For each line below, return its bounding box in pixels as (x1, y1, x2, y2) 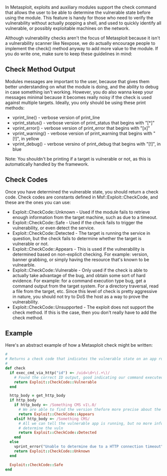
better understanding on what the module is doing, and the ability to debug (5, 84, 159, 90)
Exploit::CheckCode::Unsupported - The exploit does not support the (12, 304, 154, 310)
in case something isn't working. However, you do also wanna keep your (5, 89, 154, 95)
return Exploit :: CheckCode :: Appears (18, 411, 94, 417)
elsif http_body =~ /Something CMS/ (14, 416, 90, 421)
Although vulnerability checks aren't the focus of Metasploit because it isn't (5, 35, 161, 41)
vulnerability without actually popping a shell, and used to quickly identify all (5, 20, 162, 26)
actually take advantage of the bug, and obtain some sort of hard (12, 272, 146, 278)
